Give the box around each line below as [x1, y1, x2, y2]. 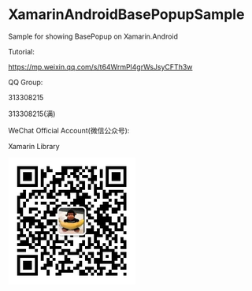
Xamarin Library [8, 141, 61, 151]
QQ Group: [8, 77, 43, 87]
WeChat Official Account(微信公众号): [8, 125, 130, 135]
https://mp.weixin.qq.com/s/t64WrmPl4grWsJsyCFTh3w [8, 62, 193, 72]
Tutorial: [8, 47, 35, 56]
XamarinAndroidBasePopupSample [8, 6, 245, 24]
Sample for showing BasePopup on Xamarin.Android [8, 32, 179, 41]
